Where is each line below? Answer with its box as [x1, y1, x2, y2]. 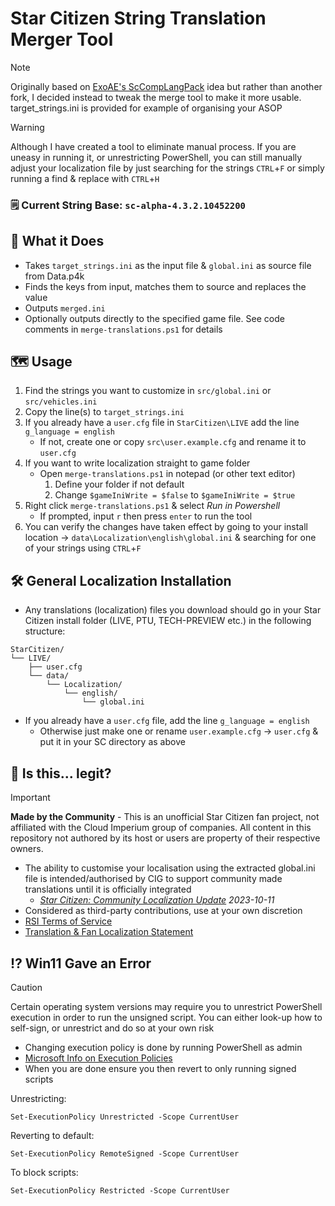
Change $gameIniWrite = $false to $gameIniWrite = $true [54, 489, 296, 501]
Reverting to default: [10, 1129, 95, 1141]
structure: [24, 625, 66, 637]
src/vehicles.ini [24, 397, 98, 407]
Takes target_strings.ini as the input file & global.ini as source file [24, 259, 312, 271]
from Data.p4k [24, 270, 85, 282]
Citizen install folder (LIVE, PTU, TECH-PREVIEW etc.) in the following [24, 615, 312, 627]
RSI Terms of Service [24, 915, 113, 927]
